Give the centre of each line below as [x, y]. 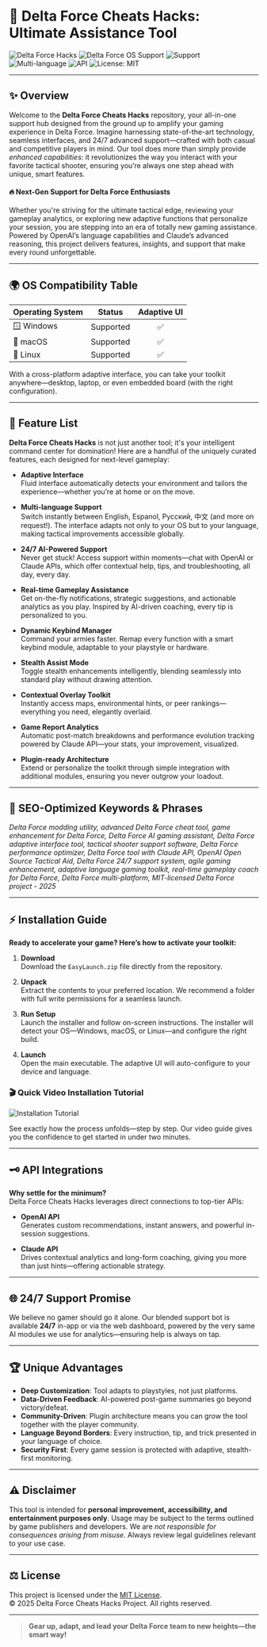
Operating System [48, 312]
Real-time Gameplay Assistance [74, 589]
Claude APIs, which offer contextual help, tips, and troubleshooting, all [135, 565]
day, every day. [45, 574]
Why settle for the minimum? [58, 1193]
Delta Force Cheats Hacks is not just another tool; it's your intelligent [122, 442]
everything [38, 711]
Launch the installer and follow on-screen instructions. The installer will [137, 1023]
